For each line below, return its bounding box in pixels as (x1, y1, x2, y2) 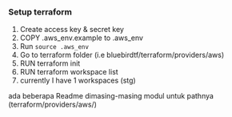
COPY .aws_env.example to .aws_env (19, 33, 144, 42)
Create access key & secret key (19, 25, 124, 34)
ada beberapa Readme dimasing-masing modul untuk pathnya (8, 91, 214, 101)
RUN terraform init (19, 58, 81, 68)
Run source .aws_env (19, 42, 90, 51)
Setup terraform (8, 6, 73, 18)
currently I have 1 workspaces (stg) (19, 75, 136, 86)
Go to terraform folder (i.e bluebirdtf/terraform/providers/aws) (19, 50, 225, 60)
